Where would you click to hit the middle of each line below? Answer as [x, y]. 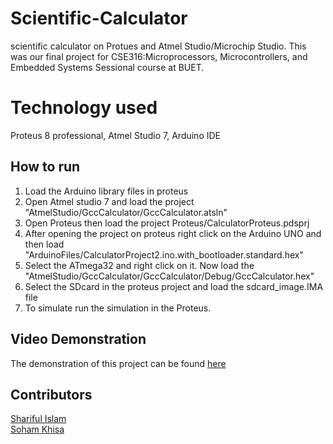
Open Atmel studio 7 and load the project [109, 201]
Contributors [51, 394]
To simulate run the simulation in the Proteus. [118, 308]
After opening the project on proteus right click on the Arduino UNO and [173, 233]
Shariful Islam [38, 419]
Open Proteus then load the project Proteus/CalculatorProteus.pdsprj [167, 223]
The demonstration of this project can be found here [118, 363]
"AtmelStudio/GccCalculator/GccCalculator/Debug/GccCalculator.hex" [169, 276]
